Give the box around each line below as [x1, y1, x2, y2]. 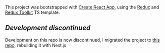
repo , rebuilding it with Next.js [5, 42, 66, 48]
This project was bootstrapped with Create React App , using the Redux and [5, 4, 160, 10]
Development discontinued [5, 24, 91, 32]
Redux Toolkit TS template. [5, 9, 60, 15]
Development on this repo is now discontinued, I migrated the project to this [5, 37, 160, 43]
